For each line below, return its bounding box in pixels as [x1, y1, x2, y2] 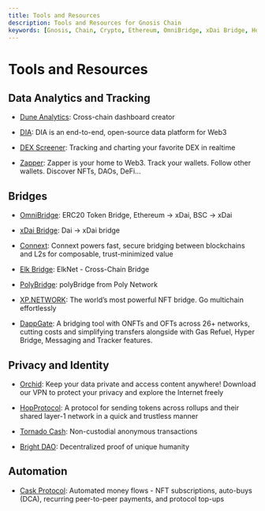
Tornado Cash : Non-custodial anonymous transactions [19, 427, 198, 436]
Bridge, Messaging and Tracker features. [19, 336, 153, 345]
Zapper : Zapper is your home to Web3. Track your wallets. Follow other [19, 159, 251, 168]
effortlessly [19, 304, 57, 313]
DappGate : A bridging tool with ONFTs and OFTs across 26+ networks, [19, 319, 250, 328]
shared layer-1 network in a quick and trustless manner [19, 412, 199, 420]
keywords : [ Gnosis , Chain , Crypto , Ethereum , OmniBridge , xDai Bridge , [8, 26, 248, 34]
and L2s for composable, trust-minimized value [19, 249, 174, 259]
